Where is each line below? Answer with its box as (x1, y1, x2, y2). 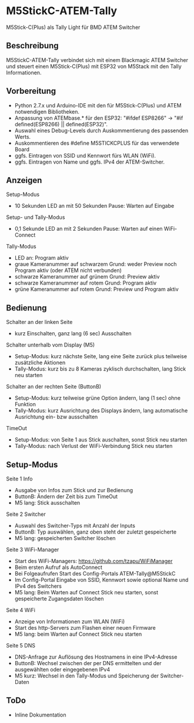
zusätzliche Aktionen (14, 359, 66, 367)
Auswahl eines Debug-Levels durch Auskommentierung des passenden (14, 127, 189, 134)
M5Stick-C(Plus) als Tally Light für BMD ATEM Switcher (6, 24, 141, 31)
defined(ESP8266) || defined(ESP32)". (14, 120, 108, 127)
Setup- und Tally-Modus (6, 214, 65, 221)
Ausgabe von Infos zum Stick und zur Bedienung (14, 487, 133, 493)
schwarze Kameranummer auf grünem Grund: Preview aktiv (14, 273, 160, 280)
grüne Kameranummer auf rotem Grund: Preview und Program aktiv (14, 286, 179, 293)
